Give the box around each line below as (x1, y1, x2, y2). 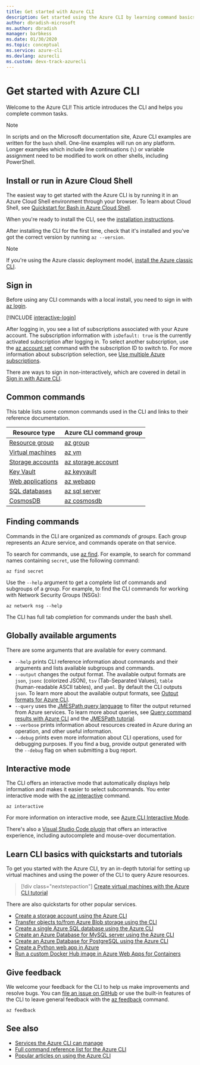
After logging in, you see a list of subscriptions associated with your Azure (6, 326, 189, 333)
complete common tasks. (6, 110, 68, 117)
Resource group (9, 438, 54, 446)
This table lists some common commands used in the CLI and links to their (6, 408, 189, 415)
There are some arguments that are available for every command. (6, 647, 167, 654)
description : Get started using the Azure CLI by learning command (6, 14, 177, 20)
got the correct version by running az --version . (6, 233, 125, 241)
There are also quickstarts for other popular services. (6, 901, 137, 908)
